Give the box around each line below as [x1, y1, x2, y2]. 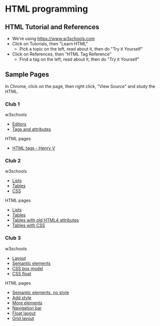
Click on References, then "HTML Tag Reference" [12, 51, 112, 57]
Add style [12, 294, 32, 300]
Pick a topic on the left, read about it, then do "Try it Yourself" [19, 46, 143, 52]
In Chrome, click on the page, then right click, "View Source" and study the [5, 83, 156, 89]
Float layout [12, 310, 36, 316]
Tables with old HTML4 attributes [12, 217, 79, 223]
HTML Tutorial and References [5, 23, 100, 31]
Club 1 [5, 101, 20, 108]
